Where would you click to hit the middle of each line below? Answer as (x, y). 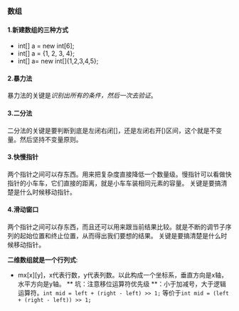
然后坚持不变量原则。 (51, 139)
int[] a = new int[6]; (46, 46)
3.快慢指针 (23, 157)
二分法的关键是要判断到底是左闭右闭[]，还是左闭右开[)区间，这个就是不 (112, 131)
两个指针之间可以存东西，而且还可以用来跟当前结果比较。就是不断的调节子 (116, 227)
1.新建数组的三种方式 (38, 29)
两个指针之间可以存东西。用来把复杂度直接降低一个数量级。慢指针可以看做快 (119, 174)
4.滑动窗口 (23, 210)
